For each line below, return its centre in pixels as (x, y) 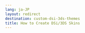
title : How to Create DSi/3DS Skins (42, 23)
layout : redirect (23, 14)
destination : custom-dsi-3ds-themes (42, 18)
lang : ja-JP (17, 9)
